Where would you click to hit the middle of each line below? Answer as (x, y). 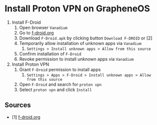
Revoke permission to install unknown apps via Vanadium (77, 59)
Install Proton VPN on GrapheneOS (77, 9)
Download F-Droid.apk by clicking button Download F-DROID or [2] (86, 38)
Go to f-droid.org (36, 33)
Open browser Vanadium (43, 27)
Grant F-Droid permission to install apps (60, 69)
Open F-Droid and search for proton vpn (60, 84)
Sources (18, 105)
